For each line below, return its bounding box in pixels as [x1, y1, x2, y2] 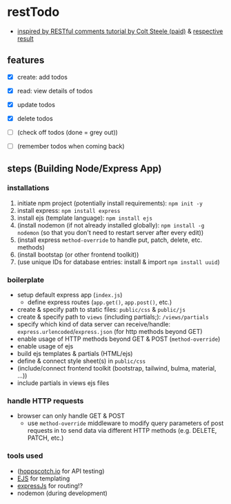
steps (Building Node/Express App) [7, 162, 162, 174]
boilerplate [7, 274, 45, 284]
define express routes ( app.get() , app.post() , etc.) [27, 298, 172, 306]
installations [7, 183, 50, 193]
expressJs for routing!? [17, 481, 83, 489]
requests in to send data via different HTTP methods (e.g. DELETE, [27, 427, 217, 435]
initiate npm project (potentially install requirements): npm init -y [17, 198, 203, 207]
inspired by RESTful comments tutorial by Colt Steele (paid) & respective [17, 27, 223, 35]
